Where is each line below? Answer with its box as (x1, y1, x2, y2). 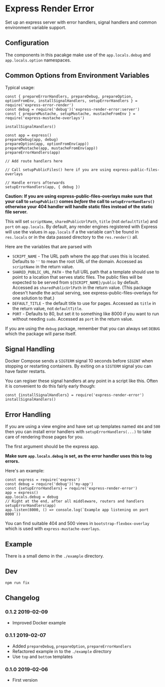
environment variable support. (5, 24, 66, 30)
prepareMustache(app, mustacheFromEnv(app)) (5, 146, 98, 151)
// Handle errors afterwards (5, 180, 65, 185)
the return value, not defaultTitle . (12, 305, 83, 311)
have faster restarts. (5, 368, 46, 374)
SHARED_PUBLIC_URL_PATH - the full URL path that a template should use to (12, 269, 160, 275)
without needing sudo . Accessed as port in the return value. (12, 316, 133, 322)
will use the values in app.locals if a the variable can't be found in (5, 229, 139, 234)
